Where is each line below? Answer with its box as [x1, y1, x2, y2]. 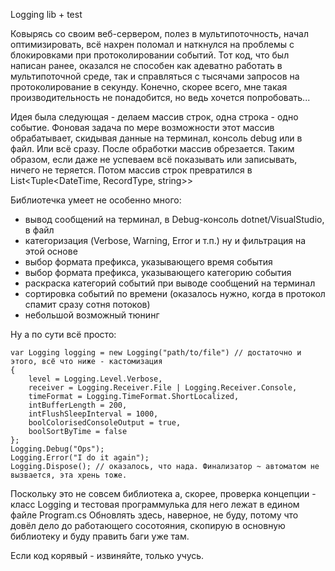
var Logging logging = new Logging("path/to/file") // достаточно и [10, 348, 302, 358]
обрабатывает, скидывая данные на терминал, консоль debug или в [10, 132, 303, 144]
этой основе [24, 245, 78, 257]
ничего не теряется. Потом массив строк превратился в [10, 164, 253, 176]
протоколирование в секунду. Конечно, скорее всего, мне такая [10, 81, 288, 93]
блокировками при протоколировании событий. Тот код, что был [10, 49, 290, 61]
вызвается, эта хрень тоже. [10, 470, 128, 480]
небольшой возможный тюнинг [24, 309, 160, 321]
